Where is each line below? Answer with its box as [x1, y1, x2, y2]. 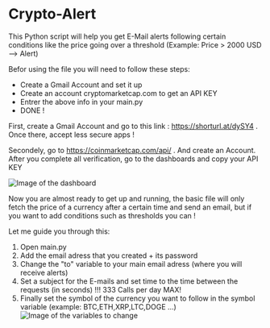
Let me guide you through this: [8, 226, 110, 236]
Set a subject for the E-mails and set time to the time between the [19, 276, 239, 286]
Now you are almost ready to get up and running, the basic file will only [8, 193, 245, 203]
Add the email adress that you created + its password [19, 251, 198, 260]
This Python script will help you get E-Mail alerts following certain [8, 31, 226, 41]
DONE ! [19, 106, 45, 115]
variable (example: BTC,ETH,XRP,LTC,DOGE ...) [19, 301, 177, 311]
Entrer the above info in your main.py [19, 97, 143, 106]
